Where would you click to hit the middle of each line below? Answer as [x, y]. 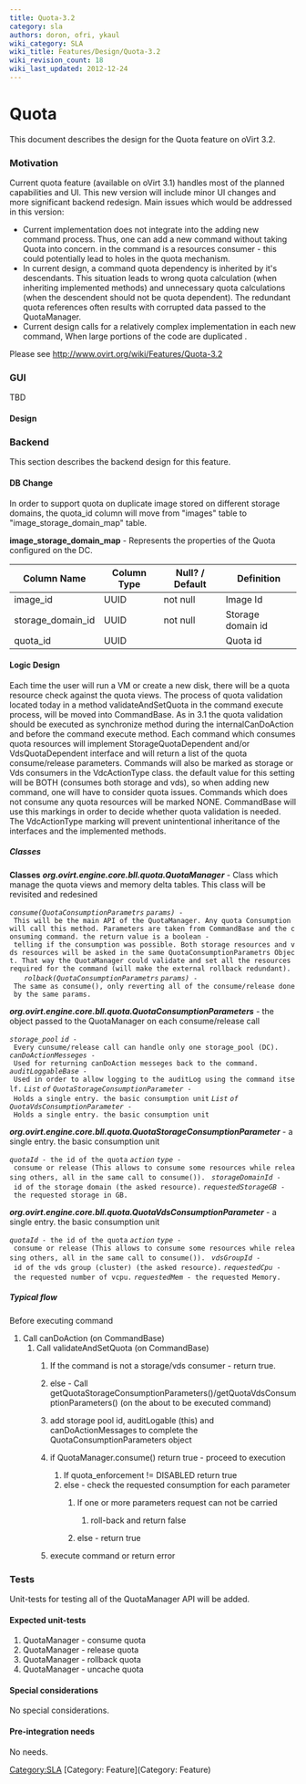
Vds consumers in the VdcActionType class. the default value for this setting [153, 772]
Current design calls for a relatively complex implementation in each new [159, 327]
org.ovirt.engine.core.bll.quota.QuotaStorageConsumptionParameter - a [151, 1131]
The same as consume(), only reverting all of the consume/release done [154, 986]
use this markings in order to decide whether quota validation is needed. [145, 811]
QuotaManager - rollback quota [82, 1660]
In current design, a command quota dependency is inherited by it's [150, 268]
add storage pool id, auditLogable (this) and [132, 1420]
